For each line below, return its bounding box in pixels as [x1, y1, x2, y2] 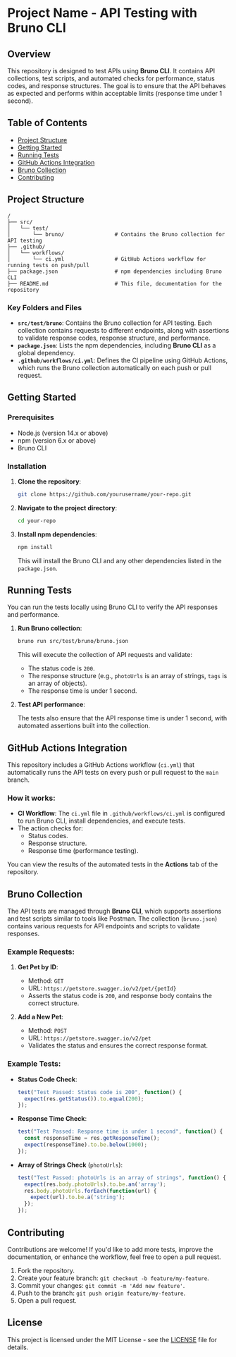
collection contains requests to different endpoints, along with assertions [17, 326, 230, 334]
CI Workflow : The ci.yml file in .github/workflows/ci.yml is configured [17, 809, 225, 818]
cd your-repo [17, 517, 56, 524]
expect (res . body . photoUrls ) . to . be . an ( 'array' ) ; [24, 1181, 167, 1188]
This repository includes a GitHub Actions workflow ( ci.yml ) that [7, 761, 195, 769]
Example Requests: [7, 947, 75, 957]
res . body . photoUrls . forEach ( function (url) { [24, 1187, 157, 1194]
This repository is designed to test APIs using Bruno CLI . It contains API [7, 67, 216, 75]
